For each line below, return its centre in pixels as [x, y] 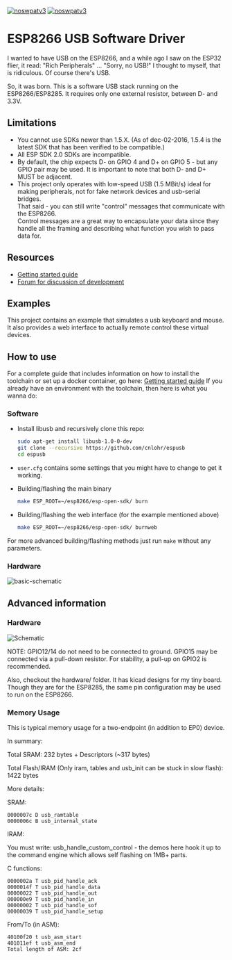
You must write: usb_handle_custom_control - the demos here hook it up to [114, 847]
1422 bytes [23, 776]
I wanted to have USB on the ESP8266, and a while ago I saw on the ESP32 [114, 58]
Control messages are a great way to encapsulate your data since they [118, 221]
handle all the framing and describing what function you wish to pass [116, 228]
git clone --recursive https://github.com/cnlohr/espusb [101, 448]
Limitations [32, 123]
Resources [31, 258]
